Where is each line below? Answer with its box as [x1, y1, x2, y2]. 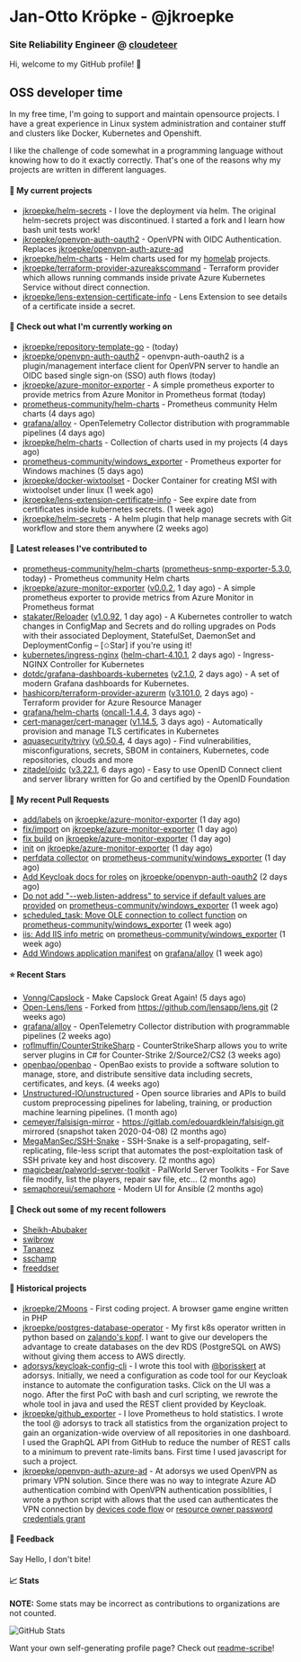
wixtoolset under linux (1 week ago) [22, 484, 155, 496]
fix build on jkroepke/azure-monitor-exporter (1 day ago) [22, 834, 232, 844]
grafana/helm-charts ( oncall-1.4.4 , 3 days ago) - [22, 706, 202, 717]
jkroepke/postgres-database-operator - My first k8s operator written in [22, 1322, 286, 1333]
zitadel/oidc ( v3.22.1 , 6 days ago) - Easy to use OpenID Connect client [22, 764, 283, 774]
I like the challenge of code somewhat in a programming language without [9, 146, 284, 156]
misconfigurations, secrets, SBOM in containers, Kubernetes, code [22, 745, 270, 755]
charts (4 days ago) [22, 407, 96, 419]
